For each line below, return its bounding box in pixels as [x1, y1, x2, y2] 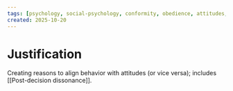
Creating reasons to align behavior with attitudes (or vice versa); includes [7, 69, 217, 77]
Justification [7, 46, 82, 62]
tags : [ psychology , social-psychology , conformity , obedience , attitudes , [7, 10, 228, 17]
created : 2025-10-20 [7, 17, 67, 23]
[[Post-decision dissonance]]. [7, 77, 92, 85]
